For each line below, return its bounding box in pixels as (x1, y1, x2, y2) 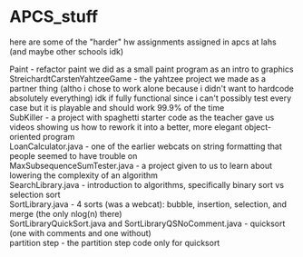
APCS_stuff (9, 6, 98, 27)
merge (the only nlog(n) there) (9, 208, 122, 219)
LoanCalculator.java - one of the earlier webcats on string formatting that (9, 141, 283, 152)
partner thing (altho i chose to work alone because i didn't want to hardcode (9, 83, 295, 94)
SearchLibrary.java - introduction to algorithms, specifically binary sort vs (9, 179, 284, 190)
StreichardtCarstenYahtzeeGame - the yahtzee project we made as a (9, 73, 266, 84)
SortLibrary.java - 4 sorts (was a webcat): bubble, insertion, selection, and (9, 198, 288, 210)
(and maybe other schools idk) (9, 45, 124, 56)
